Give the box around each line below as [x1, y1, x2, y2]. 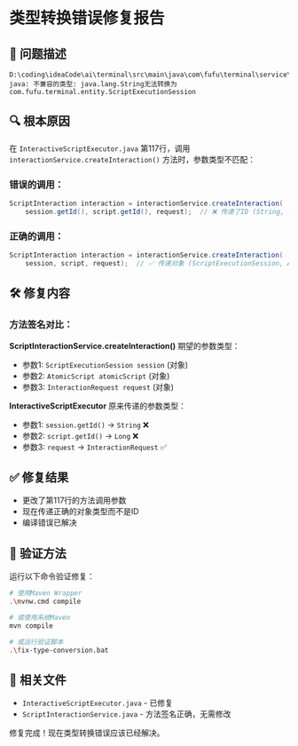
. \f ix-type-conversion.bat [9, 646, 109, 655]
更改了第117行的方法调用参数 [21, 495, 127, 506]
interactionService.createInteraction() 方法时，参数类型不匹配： [9, 154, 255, 164]
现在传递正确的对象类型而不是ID [21, 506, 139, 517]
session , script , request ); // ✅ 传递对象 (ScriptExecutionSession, [25, 259, 284, 268]
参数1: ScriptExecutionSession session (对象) [21, 359, 189, 369]
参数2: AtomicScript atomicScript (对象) [21, 370, 170, 381]
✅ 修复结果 [9, 470, 69, 485]
